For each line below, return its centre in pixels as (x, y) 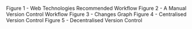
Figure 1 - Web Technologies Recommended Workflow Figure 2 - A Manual (96, 8)
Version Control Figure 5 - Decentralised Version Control (74, 20)
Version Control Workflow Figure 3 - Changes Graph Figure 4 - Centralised (96, 14)
